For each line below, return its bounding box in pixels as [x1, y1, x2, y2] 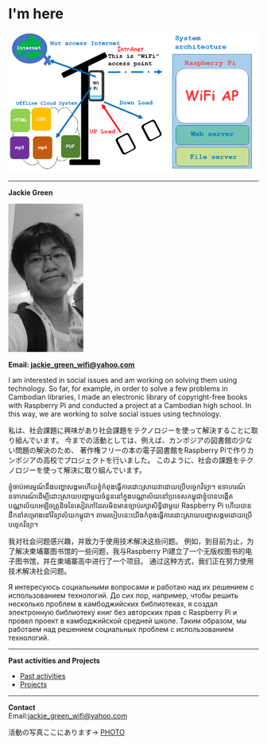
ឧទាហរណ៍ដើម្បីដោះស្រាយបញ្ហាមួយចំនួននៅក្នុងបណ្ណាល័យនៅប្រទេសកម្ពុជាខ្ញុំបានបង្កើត [8, 491, 234, 501]
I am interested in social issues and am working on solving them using [8, 376, 238, 385]
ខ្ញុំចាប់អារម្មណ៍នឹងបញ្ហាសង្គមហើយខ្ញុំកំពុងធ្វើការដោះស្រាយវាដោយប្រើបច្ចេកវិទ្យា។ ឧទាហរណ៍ [8, 482, 246, 492]
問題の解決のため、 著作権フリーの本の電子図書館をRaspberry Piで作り [14, 446, 248, 455]
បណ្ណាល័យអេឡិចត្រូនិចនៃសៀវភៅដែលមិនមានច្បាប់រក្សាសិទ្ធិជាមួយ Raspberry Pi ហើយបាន [8, 501, 252, 510]
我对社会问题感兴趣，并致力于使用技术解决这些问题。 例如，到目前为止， [8, 536, 247, 546]
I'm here [8, 5, 64, 23]
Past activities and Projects [8, 656, 101, 665]
